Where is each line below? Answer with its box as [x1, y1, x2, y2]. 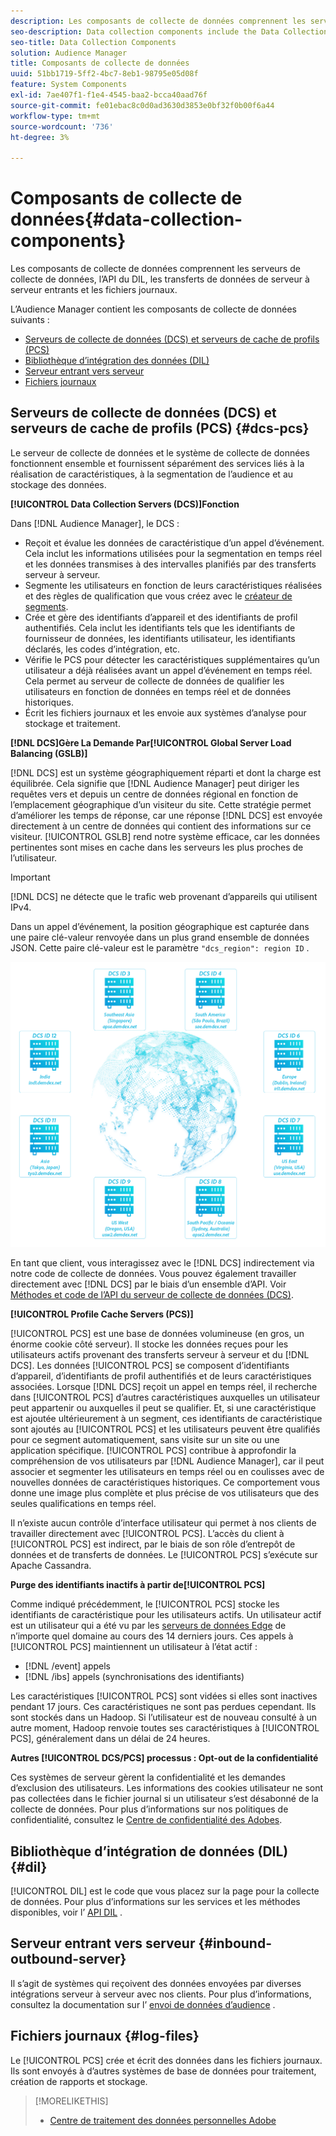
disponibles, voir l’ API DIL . [10, 1906, 123, 1918]
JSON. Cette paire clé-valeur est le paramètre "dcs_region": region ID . [10, 941, 310, 954]
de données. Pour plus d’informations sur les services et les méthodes [10, 1895, 301, 1907]
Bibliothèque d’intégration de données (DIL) [10, 1843, 289, 1860]
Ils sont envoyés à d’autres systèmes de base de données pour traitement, [10, 2065, 317, 2077]
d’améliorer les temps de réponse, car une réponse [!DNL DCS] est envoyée [10, 809, 323, 821]
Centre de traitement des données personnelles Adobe [49, 2114, 277, 2126]
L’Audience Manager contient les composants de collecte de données [10, 303, 297, 315]
